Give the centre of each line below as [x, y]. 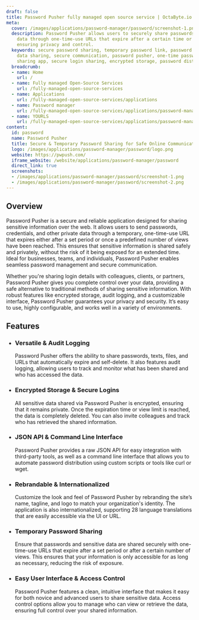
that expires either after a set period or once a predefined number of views [97, 239]
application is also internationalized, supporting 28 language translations [103, 510]
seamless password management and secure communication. [82, 265]
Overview [25, 206]
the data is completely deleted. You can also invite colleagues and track [102, 416]
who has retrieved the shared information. [66, 422]
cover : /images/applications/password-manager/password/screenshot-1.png [104, 28]
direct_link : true [34, 166]
